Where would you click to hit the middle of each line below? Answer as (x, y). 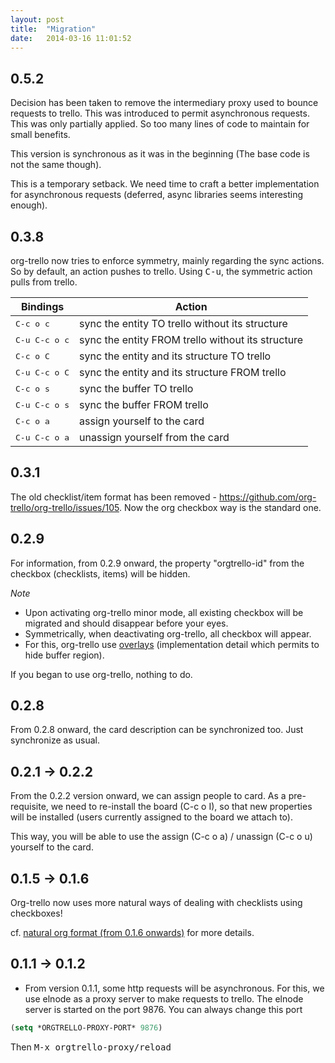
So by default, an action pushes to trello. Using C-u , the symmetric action (161, 271)
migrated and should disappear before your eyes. (126, 623)
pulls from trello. (44, 282)
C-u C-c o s (42, 404)
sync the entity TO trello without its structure (183, 323)
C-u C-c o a (42, 437)
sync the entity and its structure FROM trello (183, 372)
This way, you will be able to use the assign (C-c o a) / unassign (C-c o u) (161, 837)
